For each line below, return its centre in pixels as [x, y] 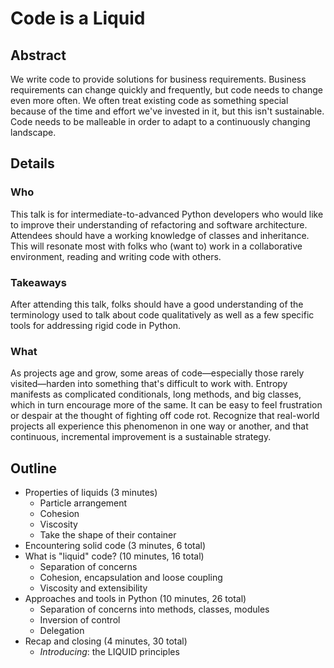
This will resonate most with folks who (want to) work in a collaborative [156, 246]
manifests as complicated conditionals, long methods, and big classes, [156, 394]
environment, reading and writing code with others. [116, 256]
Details [32, 163]
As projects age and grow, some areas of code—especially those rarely [157, 373]
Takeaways [38, 282]
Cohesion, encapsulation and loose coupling [131, 578]
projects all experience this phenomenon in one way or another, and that [159, 426]
